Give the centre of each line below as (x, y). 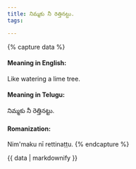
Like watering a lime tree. (44, 78)
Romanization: (29, 129)
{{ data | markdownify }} (43, 158)
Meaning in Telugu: (36, 95)
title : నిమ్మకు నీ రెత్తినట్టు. (41, 14)
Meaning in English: (37, 63)
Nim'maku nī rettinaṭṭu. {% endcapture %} (68, 144)
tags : (15, 21)
